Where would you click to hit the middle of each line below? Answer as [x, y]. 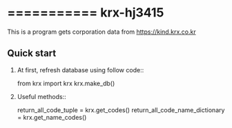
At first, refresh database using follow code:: [80, 70]
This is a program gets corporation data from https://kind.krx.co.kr [101, 32]
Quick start [32, 53]
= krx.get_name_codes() [52, 117]
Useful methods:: [42, 96]
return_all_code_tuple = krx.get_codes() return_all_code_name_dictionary [121, 110]
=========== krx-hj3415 [86, 13]
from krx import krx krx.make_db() [66, 83]
